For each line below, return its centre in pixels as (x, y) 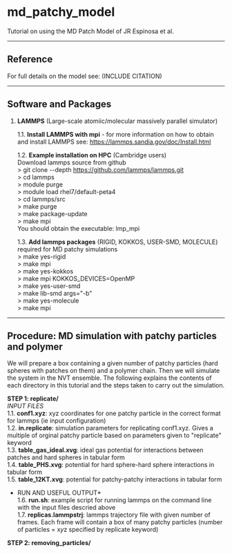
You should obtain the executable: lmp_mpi (78, 228)
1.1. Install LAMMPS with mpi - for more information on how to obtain (115, 134)
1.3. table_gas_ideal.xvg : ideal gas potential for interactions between (105, 450)
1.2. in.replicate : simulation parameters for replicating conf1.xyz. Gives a (110, 428)
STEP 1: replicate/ (33, 399)
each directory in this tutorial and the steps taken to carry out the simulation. (116, 385)
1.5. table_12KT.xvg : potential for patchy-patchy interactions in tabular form (115, 479)
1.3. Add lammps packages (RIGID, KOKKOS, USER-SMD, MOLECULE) (117, 242)
